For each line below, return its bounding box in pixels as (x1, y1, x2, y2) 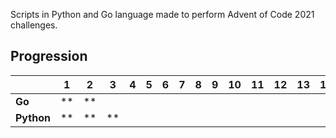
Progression (10, 48, 88, 65)
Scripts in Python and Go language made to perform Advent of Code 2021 (10, 9, 315, 20)
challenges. (10, 19, 58, 31)
